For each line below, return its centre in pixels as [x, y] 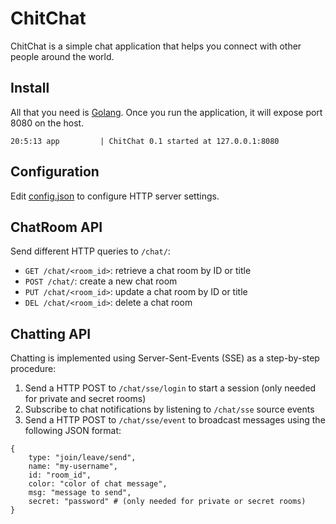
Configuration [55, 172]
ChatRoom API [56, 227]
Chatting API [51, 333]
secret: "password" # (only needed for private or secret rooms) [167, 502]
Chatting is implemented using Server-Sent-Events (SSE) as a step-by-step [165, 358]
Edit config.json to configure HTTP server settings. [115, 196]
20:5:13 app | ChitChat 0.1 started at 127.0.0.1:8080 [145, 141]
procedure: [33, 369]
